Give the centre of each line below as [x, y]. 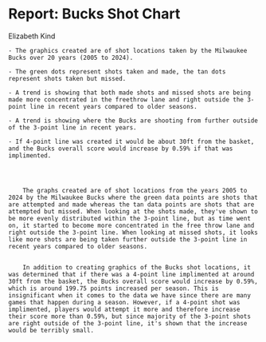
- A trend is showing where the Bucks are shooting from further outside [133, 121]
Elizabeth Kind [32, 36]
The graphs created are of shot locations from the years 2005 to [135, 190]
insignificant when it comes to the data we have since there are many [129, 295]
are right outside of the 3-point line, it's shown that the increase [128, 323]
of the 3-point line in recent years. [72, 127]
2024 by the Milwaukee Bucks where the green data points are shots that [133, 197]
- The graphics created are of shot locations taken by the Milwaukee [128, 50]
